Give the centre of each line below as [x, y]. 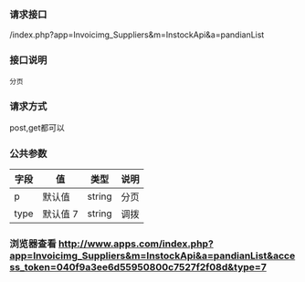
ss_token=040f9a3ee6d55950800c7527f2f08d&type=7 [138, 267]
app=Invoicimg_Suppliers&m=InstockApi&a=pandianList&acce [152, 256]
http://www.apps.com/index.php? [136, 244]
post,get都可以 [37, 127]
